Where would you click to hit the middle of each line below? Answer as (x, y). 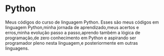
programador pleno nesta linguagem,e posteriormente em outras (72, 43)
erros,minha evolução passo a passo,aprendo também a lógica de (73, 32)
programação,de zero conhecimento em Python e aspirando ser (71, 38)
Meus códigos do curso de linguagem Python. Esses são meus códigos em (82, 22)
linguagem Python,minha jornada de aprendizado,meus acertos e (72, 27)
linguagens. (17, 48)
